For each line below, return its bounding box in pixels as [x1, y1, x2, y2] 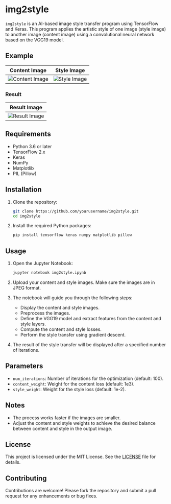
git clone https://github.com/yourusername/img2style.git [12, 208, 139, 214]
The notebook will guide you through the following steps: [12, 295, 133, 301]
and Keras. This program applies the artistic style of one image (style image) [5, 26, 166, 32]
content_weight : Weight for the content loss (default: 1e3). [12, 380, 135, 387]
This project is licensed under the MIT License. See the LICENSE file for [5, 453, 156, 460]
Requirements [5, 130, 51, 138]
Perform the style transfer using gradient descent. [20, 331, 126, 338]
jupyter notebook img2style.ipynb [12, 270, 86, 275]
